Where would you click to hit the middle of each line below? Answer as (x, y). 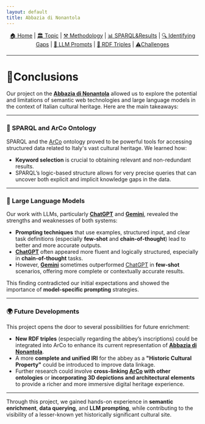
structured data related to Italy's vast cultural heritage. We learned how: (97, 148)
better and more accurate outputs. (58, 245)
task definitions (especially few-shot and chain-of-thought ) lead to (100, 239)
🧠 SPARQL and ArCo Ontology (51, 128)
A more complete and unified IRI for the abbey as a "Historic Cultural (103, 358)
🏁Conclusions (42, 77)
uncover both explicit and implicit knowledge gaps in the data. (93, 179)
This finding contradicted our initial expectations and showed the (88, 283)
